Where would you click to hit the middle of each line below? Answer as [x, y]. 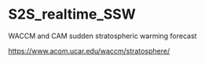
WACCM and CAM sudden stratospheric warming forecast [102, 36]
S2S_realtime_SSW [72, 14]
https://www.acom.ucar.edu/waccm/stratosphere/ [89, 51]
